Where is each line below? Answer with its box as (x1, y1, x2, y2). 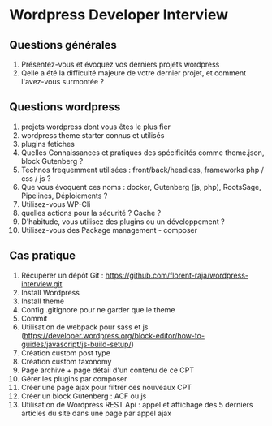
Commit (20, 313, 48, 323)
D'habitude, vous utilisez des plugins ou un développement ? (20, 217, 226, 226)
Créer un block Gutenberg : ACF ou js (20, 391, 147, 401)
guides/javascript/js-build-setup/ (20, 339, 132, 349)
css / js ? (20, 173, 51, 183)
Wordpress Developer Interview (9, 6, 228, 24)
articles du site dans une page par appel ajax (20, 408, 172, 418)
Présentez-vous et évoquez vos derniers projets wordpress (20, 59, 220, 69)
